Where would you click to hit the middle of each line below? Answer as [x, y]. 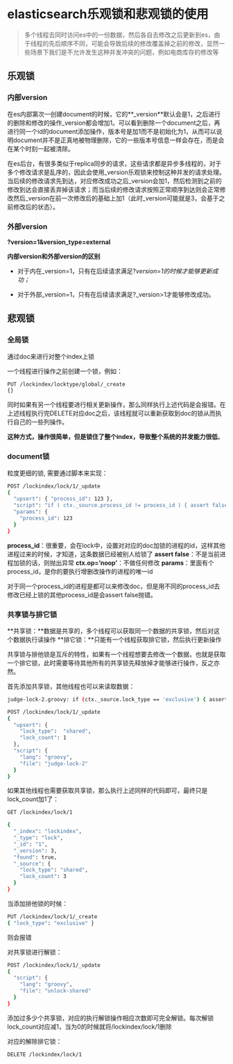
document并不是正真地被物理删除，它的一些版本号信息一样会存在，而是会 [119, 140]
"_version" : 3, [35, 850]
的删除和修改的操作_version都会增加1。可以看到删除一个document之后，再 [114, 123]
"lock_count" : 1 [43, 738]
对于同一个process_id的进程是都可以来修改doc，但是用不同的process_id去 [114, 586]
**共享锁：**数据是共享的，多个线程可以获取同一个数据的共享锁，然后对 [111, 630]
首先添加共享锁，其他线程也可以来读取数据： [71, 686]
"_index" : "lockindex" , [48, 832]
